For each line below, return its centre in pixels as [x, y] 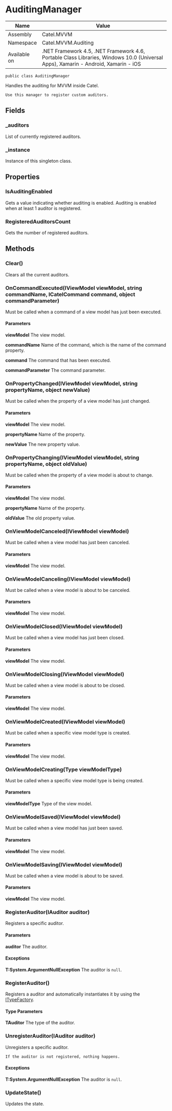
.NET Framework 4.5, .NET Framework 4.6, [93, 51]
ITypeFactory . [20, 1000]
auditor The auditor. [26, 946]
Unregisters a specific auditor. [37, 1047]
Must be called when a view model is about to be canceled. [68, 590]
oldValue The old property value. [40, 518]
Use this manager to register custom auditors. [57, 95]
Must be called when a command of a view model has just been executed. [83, 312]
